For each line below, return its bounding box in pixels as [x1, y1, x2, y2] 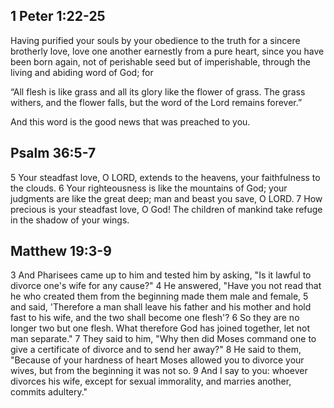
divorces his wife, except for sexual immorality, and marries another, [10, 375, 292, 388]
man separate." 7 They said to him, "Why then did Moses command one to [10, 333, 317, 345]
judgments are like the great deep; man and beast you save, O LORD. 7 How [10, 192, 323, 204]
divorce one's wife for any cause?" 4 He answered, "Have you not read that [10, 280, 322, 292]
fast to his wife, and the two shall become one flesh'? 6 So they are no [10, 312, 300, 324]
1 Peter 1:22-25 [10, 8, 106, 25]
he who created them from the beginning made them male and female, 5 [10, 290, 309, 303]
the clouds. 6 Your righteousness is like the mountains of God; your [10, 182, 288, 194]
